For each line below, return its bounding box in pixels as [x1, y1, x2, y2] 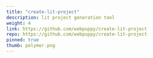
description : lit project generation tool [6, 14, 115, 21]
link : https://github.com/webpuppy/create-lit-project [6, 25, 148, 32]
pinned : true [6, 37, 39, 43]
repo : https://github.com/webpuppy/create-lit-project [6, 31, 148, 37]
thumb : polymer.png [6, 43, 56, 49]
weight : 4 [6, 20, 31, 26]
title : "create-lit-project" [6, 8, 80, 15]
